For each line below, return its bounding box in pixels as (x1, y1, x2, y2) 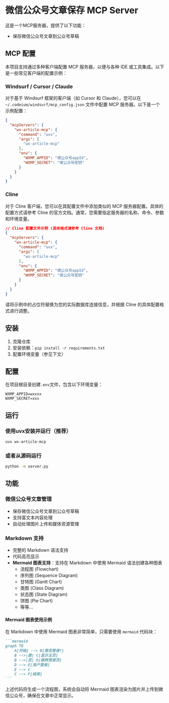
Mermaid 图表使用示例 (5, 617, 52, 623)
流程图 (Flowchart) (20, 566, 59, 572)
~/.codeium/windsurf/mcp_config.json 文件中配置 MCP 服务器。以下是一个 (5, 102, 160, 108)
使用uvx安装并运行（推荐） (5, 427, 72, 434)
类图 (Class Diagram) (20, 585, 64, 591)
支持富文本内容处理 (12, 514, 53, 520)
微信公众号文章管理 (5, 496, 52, 503)
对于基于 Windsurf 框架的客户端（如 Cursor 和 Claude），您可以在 (5, 95, 141, 101)
